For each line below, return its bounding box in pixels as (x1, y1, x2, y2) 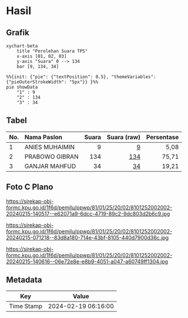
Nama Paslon (24, 133, 63, 141)
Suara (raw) (106, 133, 141, 141)
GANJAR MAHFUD (24, 162, 76, 170)
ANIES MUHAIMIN (24, 143, 75, 151)
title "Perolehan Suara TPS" (16, 48, 88, 54)
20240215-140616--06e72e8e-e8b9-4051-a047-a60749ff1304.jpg (6, 257, 169, 265)
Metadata (6, 275, 42, 285)
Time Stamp (9, 302, 43, 310)
